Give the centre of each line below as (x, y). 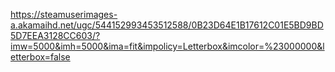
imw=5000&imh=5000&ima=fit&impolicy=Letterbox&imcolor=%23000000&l (167, 46)
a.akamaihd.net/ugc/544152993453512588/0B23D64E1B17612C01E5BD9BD (167, 25)
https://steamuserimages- (64, 14)
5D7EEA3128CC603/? (55, 35)
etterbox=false (40, 57)
